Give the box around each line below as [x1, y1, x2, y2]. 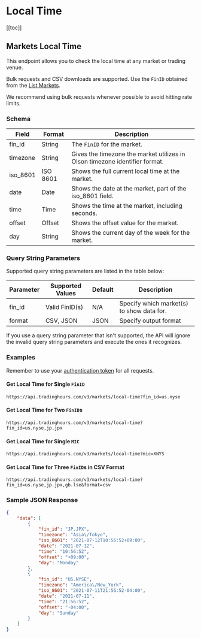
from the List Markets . [6, 81, 61, 89]
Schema [6, 114, 31, 123]
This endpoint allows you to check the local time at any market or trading [6, 57, 186, 64]
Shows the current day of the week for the [71, 229, 190, 237]
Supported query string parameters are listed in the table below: [6, 268, 165, 275]
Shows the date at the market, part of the [71, 185, 187, 193]
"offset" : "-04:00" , [38, 604, 90, 610]
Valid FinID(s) [45, 303, 84, 312]
